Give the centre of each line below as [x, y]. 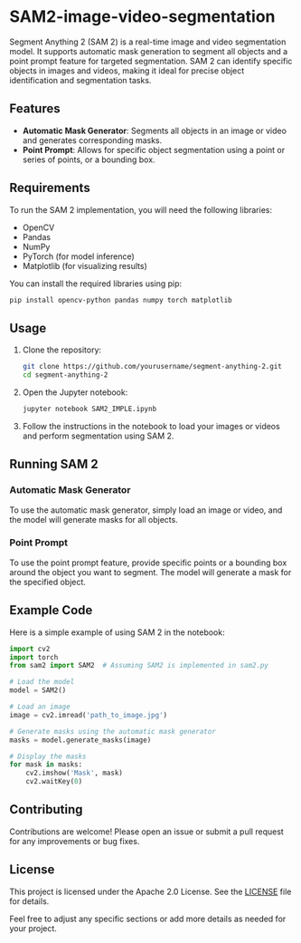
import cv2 [30, 649]
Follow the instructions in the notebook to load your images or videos [151, 426]
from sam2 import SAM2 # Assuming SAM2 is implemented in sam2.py [139, 666]
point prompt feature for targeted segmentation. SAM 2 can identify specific [151, 61]
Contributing [46, 809]
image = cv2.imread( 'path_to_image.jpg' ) [89, 715]
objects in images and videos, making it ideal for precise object [127, 71]
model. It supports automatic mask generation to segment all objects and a [149, 51]
